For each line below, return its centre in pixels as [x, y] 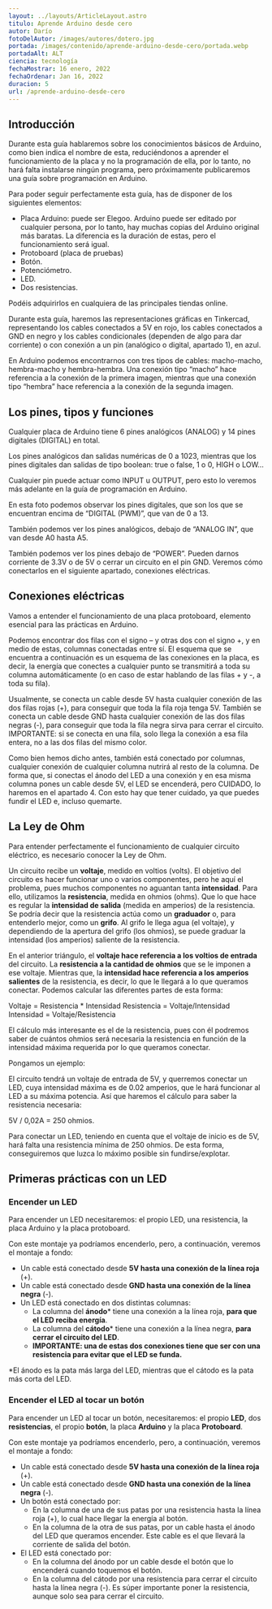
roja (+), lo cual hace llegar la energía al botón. [110, 1518]
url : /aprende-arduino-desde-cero [67, 91]
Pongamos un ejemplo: [47, 1063]
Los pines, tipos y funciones [81, 412]
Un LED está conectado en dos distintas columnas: [106, 1303]
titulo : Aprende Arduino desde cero [70, 24]
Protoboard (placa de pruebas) [72, 253]
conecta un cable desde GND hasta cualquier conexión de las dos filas [127, 716]
